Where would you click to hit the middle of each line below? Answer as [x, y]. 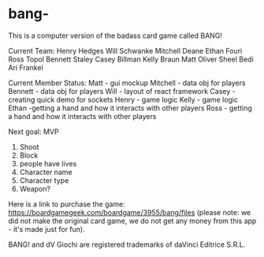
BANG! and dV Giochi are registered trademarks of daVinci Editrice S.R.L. [127, 244]
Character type [44, 180]
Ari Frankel [26, 67]
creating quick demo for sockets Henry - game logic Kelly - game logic [123, 99]
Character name [46, 172]
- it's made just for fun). [46, 229]
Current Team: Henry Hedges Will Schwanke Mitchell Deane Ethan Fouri [125, 50]
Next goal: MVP [33, 132]
